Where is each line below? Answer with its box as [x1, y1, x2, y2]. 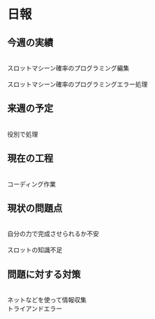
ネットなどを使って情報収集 [7, 296, 87, 304]
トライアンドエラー [7, 304, 63, 313]
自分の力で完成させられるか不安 [7, 229, 99, 238]
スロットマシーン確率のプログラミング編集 [7, 64, 130, 72]
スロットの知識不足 [7, 246, 63, 254]
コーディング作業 [7, 179, 57, 188]
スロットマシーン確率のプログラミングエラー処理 [7, 80, 148, 88]
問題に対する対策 [7, 268, 81, 280]
